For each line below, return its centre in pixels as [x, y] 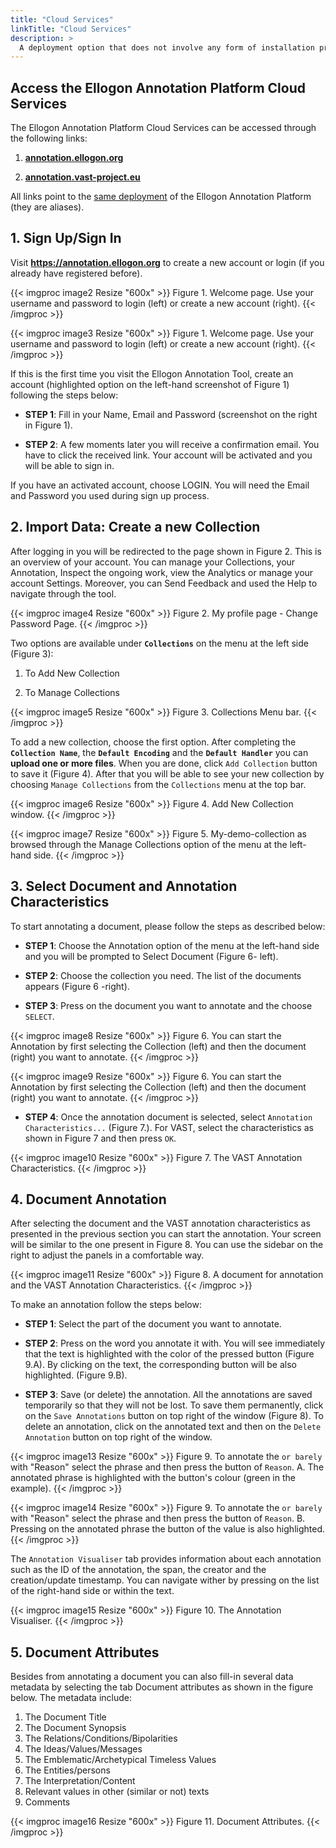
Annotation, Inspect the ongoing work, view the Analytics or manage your [162, 572]
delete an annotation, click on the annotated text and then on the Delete [173, 1427]
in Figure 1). [48, 425]
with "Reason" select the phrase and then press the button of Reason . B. [158, 1518]
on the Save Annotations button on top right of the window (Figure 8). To [174, 1416]
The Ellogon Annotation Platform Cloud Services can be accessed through [163, 128]
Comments [47, 1802]
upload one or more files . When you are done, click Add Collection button [164, 763]
